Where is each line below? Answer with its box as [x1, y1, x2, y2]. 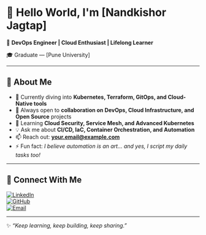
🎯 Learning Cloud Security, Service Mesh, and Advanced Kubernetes [15, 119, 194, 126]
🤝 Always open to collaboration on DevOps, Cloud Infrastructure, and [15, 106, 194, 114]
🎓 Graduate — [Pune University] [6, 51, 90, 58]
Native [15, 99, 32, 107]
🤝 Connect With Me [6, 175, 82, 185]
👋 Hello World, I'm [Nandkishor [6, 6, 167, 20]
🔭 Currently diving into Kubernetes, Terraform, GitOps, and [15, 93, 167, 101]
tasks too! [15, 151, 41, 158]
